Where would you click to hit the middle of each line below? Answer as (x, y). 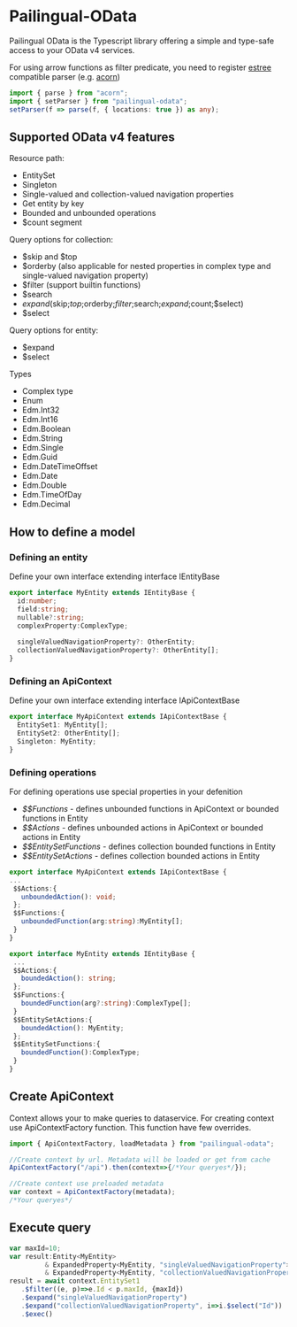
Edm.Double (44, 485)
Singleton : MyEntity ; (57, 741)
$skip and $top (49, 257)
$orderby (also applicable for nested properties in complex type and (146, 266)
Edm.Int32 (41, 410)
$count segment (52, 222)
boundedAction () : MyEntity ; (72, 1028)
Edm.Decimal (46, 504)
